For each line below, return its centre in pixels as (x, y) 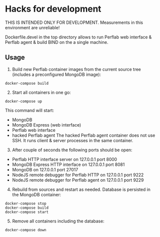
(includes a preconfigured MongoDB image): (56, 74)
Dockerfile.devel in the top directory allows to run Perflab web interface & (78, 37)
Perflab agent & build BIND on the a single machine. (57, 42)
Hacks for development (53, 9)
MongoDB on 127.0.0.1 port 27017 (45, 169)
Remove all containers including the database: (58, 221)
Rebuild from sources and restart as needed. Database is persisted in (81, 189)
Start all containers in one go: (41, 92)
